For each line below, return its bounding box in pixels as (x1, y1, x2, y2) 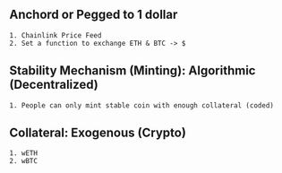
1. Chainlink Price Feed (9, 30, 102, 39)
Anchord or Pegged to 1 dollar (9, 7, 178, 22)
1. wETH (9, 149, 38, 158)
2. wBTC (9, 157, 38, 166)
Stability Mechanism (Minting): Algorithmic (9, 63, 256, 79)
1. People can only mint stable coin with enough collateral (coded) (9, 100, 275, 110)
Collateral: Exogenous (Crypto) (9, 125, 186, 141)
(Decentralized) (9, 77, 98, 92)
